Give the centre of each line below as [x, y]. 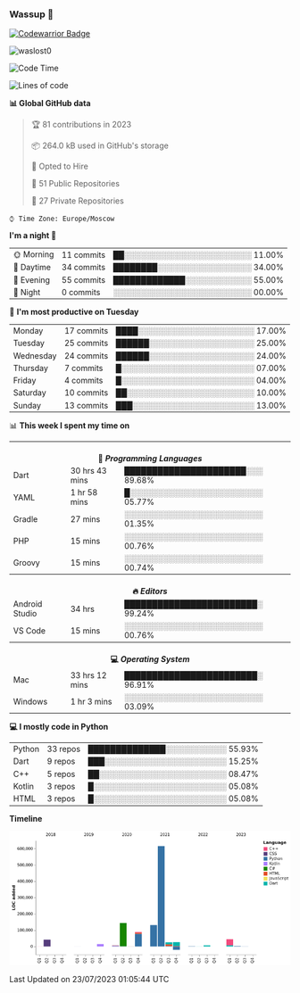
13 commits [86, 405]
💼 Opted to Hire [60, 166]
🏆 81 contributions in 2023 [81, 125]
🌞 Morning [33, 254]
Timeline [26, 818]
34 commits [83, 268]
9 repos [61, 761]
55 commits [83, 279]
